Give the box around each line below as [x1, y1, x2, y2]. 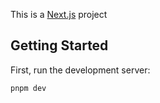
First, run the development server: [10, 64, 151, 76]
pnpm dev [10, 83, 47, 93]
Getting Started [10, 37, 109, 54]
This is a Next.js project [10, 9, 108, 20]
